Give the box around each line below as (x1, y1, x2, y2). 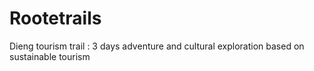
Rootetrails (9, 7, 102, 30)
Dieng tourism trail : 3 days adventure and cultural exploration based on (9, 40, 305, 52)
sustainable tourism (9, 50, 91, 62)
